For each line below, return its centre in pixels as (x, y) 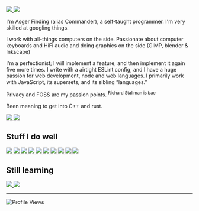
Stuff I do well (32, 137)
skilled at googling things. (38, 28)
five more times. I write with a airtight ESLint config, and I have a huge (92, 69)
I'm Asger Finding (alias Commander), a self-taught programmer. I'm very (96, 21)
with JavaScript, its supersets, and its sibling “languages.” (77, 82)
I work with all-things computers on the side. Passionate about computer (95, 39)
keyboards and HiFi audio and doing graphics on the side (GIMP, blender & (97, 46)
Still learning (30, 170)
